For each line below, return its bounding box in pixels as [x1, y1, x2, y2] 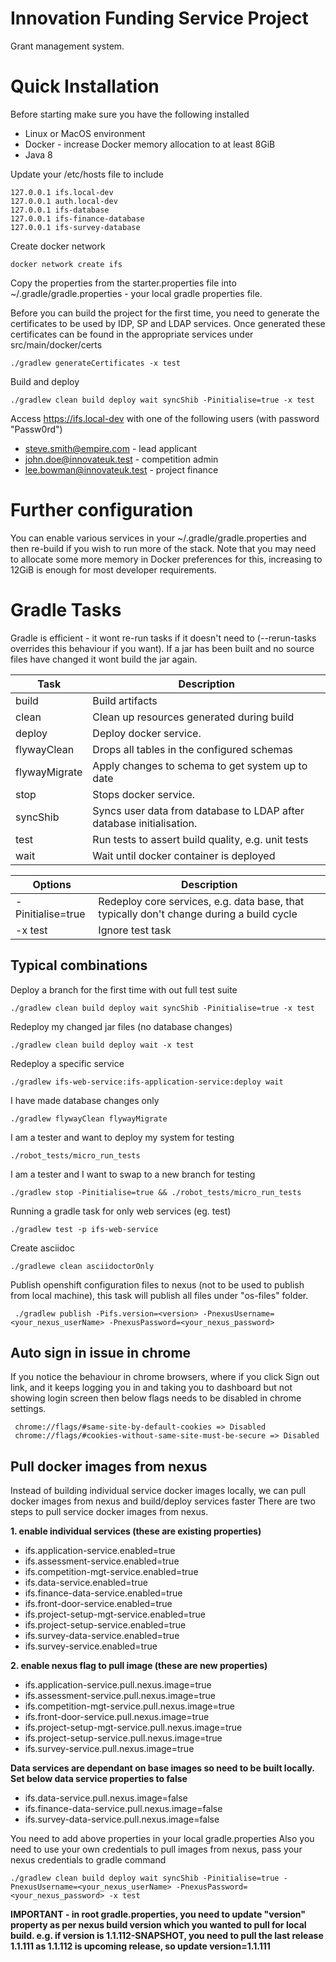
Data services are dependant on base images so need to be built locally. [10, 1762, 315, 1774]
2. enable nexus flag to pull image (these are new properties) [10, 1660, 268, 1672]
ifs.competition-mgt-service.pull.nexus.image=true [24, 1700, 235, 1712]
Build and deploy [10, 375, 80, 387]
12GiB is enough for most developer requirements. [10, 563, 217, 576]
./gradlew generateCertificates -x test [10, 358, 182, 368]
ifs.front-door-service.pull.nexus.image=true [24, 1711, 210, 1723]
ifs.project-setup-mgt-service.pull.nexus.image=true [24, 1722, 243, 1734]
